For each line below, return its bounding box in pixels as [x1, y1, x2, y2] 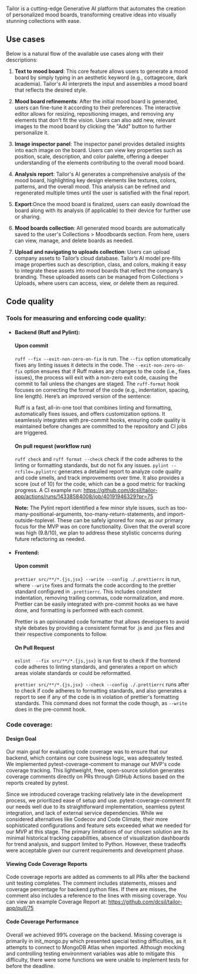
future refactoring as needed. [14, 536, 86, 543]
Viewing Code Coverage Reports [6, 860, 88, 867]
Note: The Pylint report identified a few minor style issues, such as [14, 505, 176, 512]
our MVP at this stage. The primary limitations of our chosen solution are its [6, 828, 189, 835]
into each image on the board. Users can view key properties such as [14, 146, 183, 153]
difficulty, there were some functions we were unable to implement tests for [6, 956, 189, 963]
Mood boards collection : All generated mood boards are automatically [14, 224, 186, 231]
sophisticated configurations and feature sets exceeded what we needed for [6, 822, 191, 829]
